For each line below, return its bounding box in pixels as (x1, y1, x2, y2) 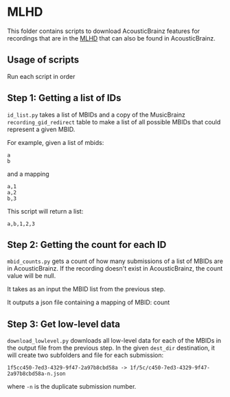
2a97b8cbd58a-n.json (7, 370, 67, 378)
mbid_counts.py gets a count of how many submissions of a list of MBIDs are (7, 257, 223, 265)
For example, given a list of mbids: (7, 138, 104, 146)
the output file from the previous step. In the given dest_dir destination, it (7, 344, 215, 352)
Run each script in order (7, 72, 76, 80)
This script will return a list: (7, 207, 84, 215)
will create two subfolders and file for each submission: (7, 351, 163, 359)
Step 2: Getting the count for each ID (7, 238, 167, 251)
